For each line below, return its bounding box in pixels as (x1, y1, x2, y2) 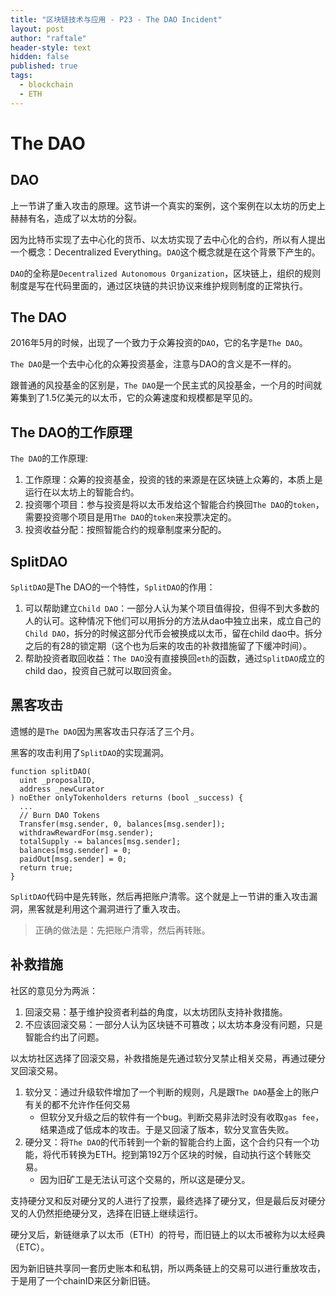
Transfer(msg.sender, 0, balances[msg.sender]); (19, 819, 226, 829)
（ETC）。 (10, 1241, 50, 1253)
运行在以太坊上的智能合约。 (24, 486, 140, 498)
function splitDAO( (10, 766, 92, 776)
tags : (10, 71, 33, 81)
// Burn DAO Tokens (19, 810, 101, 820)
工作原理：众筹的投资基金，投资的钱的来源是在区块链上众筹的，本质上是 (24, 474, 323, 486)
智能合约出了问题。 (24, 1031, 105, 1043)
